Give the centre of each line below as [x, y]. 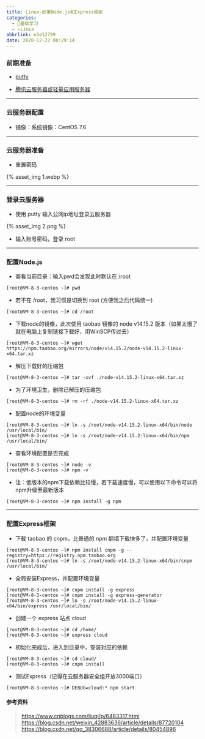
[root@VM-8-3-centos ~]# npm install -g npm [64, 502]
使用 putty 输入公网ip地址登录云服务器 [63, 214]
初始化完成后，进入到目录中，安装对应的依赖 [71, 647]
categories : [21, 18]
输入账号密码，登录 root [45, 239]
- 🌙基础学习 [25, 23]
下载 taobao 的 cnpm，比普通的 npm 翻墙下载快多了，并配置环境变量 [102, 538]
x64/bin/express [27, 606]
